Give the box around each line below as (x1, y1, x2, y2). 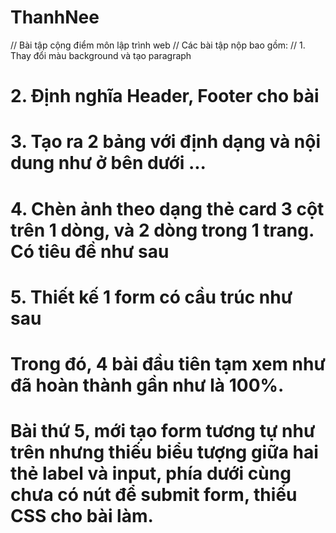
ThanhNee (10, 6, 100, 29)
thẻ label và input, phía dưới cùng (10, 462, 292, 485)
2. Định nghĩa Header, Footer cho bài (10, 85, 320, 108)
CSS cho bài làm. (10, 505, 154, 528)
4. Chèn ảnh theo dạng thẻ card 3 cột (10, 197, 325, 220)
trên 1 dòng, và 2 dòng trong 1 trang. (10, 219, 315, 241)
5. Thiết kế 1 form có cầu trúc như (10, 286, 293, 308)
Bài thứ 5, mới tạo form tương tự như (10, 420, 316, 443)
